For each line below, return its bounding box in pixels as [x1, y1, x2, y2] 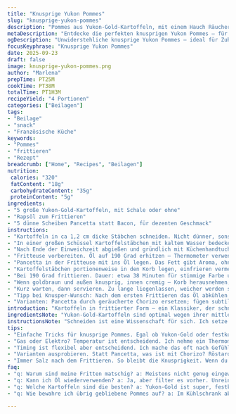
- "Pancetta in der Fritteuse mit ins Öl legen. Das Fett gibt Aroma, [7, 259, 218, 266]
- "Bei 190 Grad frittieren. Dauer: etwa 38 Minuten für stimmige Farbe [7, 272, 225, 279]
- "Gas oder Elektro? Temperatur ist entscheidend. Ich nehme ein [7, 337, 206, 345]
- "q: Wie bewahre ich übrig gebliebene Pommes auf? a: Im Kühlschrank [7, 390, 221, 397]
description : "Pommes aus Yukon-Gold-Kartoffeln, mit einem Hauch [7, 23, 206, 30]
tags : [7, 108, 23, 115]
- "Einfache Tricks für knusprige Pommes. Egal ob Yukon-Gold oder [7, 331, 209, 338]
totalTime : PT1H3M [7, 89, 61, 96]
